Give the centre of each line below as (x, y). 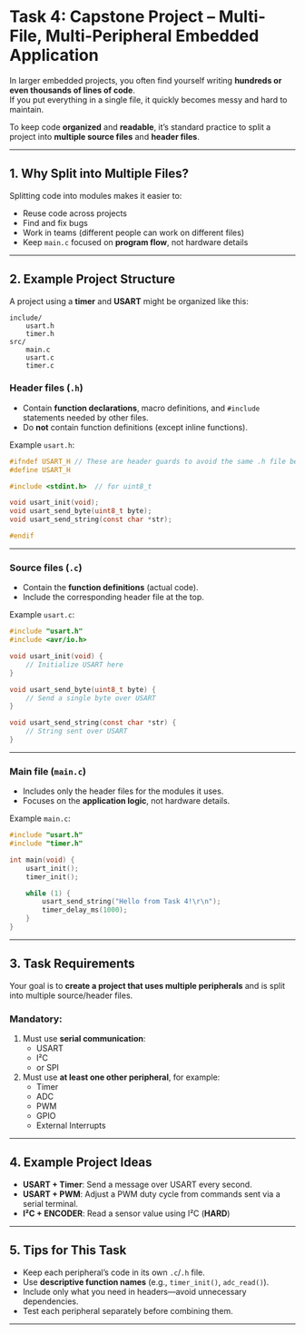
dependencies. (50, 1301)
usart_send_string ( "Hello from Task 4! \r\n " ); (132, 902)
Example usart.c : (42, 615)
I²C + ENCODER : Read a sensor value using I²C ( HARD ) (126, 1213)
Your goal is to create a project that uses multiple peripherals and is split (148, 985)
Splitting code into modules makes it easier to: (96, 195)
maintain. (26, 109)
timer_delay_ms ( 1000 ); (85, 910)
